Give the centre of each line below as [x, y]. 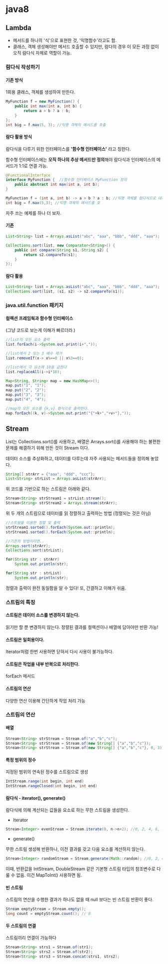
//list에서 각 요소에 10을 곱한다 [36, 367]
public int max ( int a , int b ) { [48, 106]
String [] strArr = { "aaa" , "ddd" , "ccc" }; [50, 474]
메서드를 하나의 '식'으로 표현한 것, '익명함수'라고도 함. [65, 40]
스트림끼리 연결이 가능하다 [31, 938]
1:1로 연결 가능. [33, 166]
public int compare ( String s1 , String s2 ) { [62, 250]
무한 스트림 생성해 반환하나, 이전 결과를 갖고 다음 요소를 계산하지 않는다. [75, 849]
